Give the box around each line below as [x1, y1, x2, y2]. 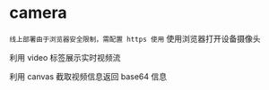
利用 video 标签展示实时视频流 [9, 52, 121, 62]
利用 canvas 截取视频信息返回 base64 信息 [9, 70, 168, 82]
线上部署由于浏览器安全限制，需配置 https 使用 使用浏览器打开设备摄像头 [9, 33, 261, 44]
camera [9, 3, 67, 23]
